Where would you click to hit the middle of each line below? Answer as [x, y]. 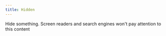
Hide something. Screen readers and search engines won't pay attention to [83, 24]
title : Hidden [20, 10]
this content [18, 29]
